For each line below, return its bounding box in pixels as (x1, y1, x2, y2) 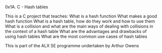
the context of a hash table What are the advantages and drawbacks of (5, 29, 147, 34)
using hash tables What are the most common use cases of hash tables (5, 33, 147, 39)
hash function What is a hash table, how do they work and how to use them (5, 19, 155, 24)
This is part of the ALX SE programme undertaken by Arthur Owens (5, 43, 139, 48)
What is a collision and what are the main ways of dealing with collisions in (5, 23, 154, 29)
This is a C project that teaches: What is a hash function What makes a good (5, 13, 157, 19)
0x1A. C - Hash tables (5, 4, 48, 10)
